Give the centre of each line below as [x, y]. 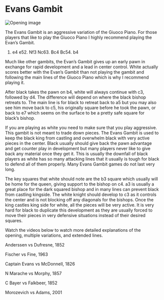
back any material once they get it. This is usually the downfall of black [77, 154]
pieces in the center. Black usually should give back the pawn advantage [79, 143]
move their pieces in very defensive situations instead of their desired [75, 215]
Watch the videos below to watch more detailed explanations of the [73, 230]
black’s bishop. [20, 118]
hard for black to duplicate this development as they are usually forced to [79, 210]
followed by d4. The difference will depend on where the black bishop [76, 97]
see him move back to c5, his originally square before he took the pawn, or [80, 108]
